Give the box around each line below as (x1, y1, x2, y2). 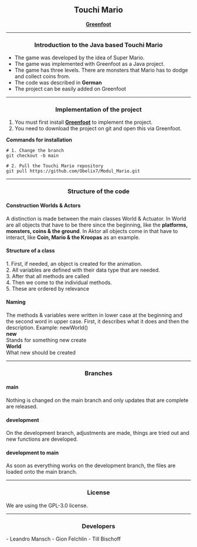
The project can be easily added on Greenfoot (14, 85, 126, 93)
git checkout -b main (6, 153, 59, 159)
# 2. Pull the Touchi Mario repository (6, 163, 104, 169)
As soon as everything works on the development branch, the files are (6, 462, 176, 469)
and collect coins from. (14, 73, 70, 80)
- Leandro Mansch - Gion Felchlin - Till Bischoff (6, 535, 121, 542)
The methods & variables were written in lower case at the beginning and (6, 311, 183, 319)
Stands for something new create (6, 336, 87, 343)
